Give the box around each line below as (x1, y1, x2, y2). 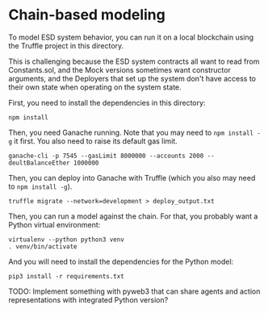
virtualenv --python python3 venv (8, 236, 125, 244)
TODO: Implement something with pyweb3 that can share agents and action (8, 286, 261, 296)
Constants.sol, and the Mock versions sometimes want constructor (8, 65, 232, 74)
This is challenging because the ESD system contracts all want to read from (8, 56, 260, 66)
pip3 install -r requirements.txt (8, 272, 125, 280)
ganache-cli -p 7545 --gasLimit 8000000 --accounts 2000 (8, 152, 204, 160)
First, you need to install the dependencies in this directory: (8, 98, 206, 107)
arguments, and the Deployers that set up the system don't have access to (8, 73, 257, 83)
